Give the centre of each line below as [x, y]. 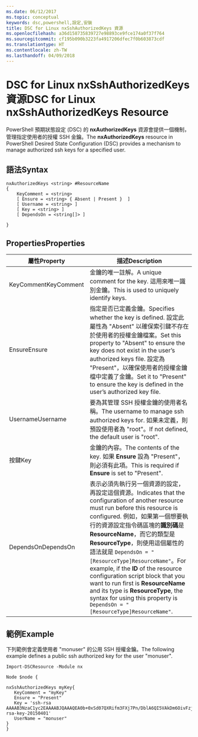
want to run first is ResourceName [137, 583]
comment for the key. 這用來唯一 [134, 282]
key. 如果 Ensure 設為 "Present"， [136, 457]
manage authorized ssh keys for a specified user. [66, 150]
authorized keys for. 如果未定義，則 [138, 421]
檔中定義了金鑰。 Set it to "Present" [138, 377]
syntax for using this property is [133, 598]
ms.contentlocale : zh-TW [37, 50]
